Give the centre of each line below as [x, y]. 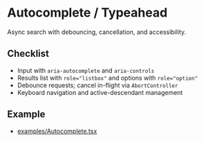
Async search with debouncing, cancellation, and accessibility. [97, 32]
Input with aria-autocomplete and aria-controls [86, 70]
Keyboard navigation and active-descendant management [100, 92]
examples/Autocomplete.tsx [57, 131]
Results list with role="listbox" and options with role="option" [108, 78]
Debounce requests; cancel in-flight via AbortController [98, 85]
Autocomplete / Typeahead [87, 13]
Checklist [28, 54]
